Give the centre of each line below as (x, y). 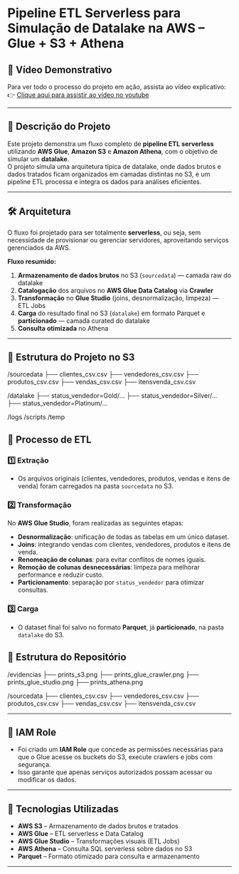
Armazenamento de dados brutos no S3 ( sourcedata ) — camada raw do (124, 275)
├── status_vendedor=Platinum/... (58, 403)
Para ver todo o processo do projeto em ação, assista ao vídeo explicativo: (117, 87)
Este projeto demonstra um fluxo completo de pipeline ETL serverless (111, 143)
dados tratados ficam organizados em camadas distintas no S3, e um (109, 174)
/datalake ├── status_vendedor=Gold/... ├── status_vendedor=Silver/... (112, 396)
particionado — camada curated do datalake (84, 320)
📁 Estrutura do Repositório (67, 657)
